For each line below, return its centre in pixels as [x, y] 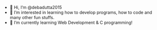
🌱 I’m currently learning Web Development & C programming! [71, 22]
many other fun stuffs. [32, 17]
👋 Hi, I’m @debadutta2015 [36, 7]
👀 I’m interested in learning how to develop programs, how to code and [81, 12]
